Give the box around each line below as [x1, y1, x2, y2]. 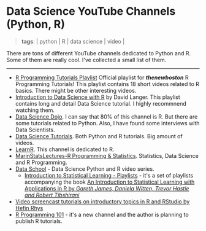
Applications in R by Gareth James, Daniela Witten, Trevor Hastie [24, 184, 189, 192]
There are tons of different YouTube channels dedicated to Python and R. [6, 49, 191, 57]
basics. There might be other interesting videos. [15, 87, 137, 94]
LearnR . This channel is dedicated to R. [15, 146, 115, 153]
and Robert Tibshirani [24, 191, 80, 198]
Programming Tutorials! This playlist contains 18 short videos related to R [15, 80, 199, 87]
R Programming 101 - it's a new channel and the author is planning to [15, 211, 189, 218]
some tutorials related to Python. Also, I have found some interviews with [15, 119, 200, 127]
